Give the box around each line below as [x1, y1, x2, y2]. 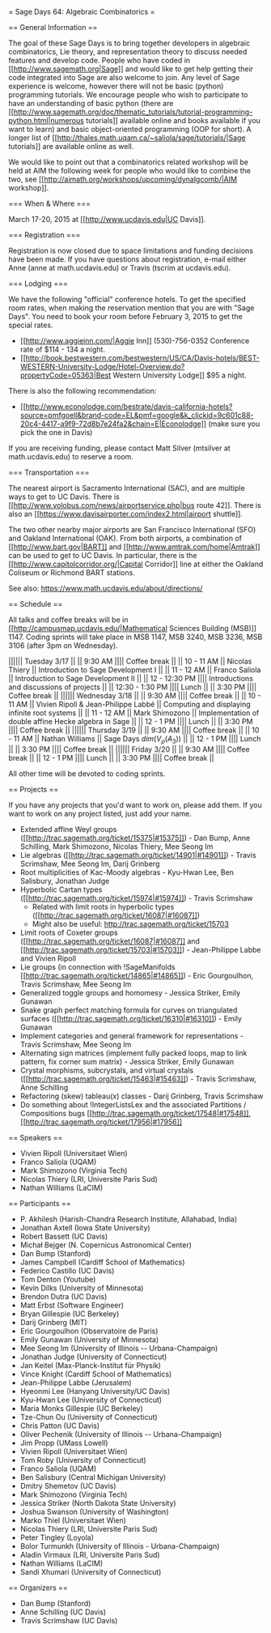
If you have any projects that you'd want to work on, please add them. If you [8, 799, 262, 809]
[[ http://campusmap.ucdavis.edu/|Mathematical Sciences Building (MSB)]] [8, 624, 257, 633]
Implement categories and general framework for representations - [19, 1030, 244, 1040]
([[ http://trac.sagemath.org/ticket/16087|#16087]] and [19, 936, 201, 946]
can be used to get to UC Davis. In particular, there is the [8, 551, 197, 560]
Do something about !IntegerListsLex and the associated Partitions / [19, 1099, 247, 1109]
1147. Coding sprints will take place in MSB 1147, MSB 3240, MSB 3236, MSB [8, 632, 263, 642]
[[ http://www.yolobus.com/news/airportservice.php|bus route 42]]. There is [8, 501, 261, 510]
